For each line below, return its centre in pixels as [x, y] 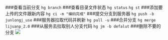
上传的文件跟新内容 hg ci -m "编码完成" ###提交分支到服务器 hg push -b [80, 13]
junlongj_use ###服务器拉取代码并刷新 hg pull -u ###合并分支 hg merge [80, 20]
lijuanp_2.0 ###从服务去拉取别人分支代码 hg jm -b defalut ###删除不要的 [83, 26]
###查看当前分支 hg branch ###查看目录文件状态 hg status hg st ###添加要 [84, 7]
